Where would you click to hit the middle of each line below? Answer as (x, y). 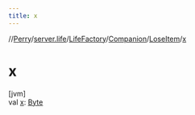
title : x (23, 16)
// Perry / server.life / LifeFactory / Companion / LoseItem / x (97, 39)
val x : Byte (26, 102)
